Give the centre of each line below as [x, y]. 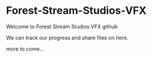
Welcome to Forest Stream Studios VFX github [62, 26]
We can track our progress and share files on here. [67, 37]
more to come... [25, 49]
